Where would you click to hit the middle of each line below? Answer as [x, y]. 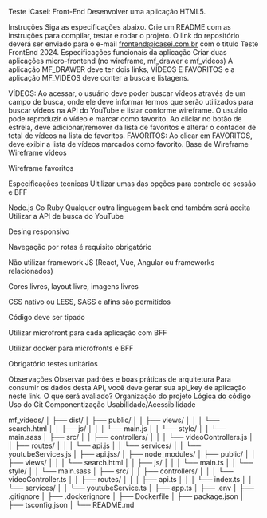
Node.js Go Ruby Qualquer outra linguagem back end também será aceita [130, 208]
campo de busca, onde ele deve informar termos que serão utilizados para [131, 102]
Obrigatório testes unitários [53, 364]
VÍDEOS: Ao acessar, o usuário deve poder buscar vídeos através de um [127, 93]
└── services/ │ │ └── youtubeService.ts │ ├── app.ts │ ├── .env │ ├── [132, 488]
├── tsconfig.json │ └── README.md [71, 505]
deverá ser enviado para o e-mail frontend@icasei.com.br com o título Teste [133, 44]
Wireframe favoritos [41, 168]
